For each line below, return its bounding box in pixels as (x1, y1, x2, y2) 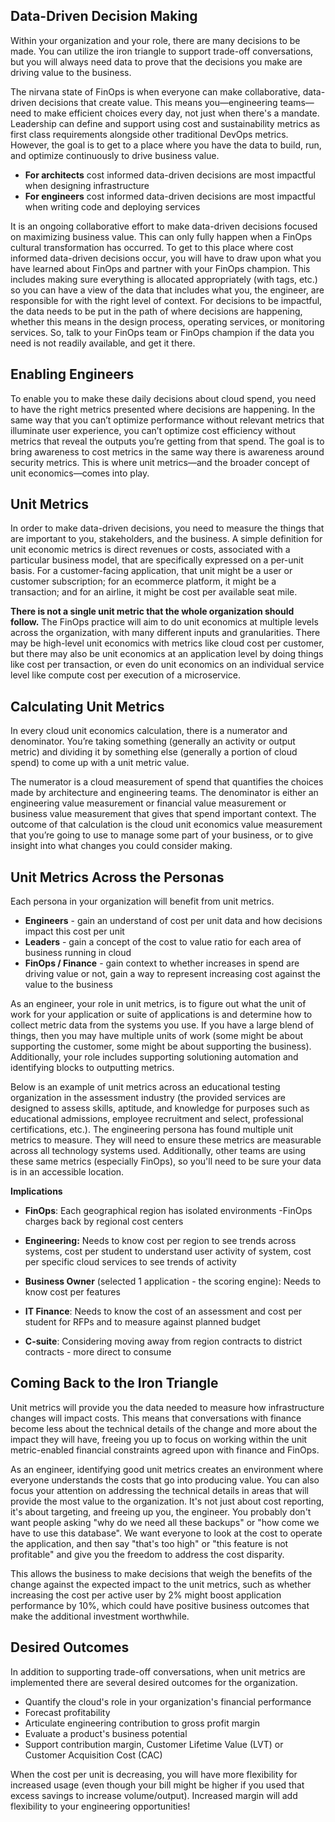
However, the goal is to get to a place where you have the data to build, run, (10, 139, 322, 151)
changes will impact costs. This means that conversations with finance (10, 1412, 302, 1424)
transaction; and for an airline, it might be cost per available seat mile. (10, 586, 298, 598)
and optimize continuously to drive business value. (10, 149, 220, 161)
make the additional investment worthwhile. (10, 1610, 190, 1622)
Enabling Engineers (10, 366, 135, 383)
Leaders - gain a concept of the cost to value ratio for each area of (24, 936, 302, 948)
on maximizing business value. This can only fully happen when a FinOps (10, 230, 313, 243)
